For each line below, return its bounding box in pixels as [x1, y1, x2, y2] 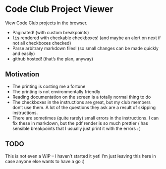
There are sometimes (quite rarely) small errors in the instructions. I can [12, 115, 159, 121]
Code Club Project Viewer [5, 3, 113, 15]
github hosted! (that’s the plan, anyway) [12, 56, 93, 61]
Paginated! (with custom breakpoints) [12, 29, 89, 35]
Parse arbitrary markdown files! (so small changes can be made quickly [12, 45, 159, 51]
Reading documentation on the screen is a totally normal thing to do [12, 94, 151, 100]
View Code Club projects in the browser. [5, 20, 88, 26]
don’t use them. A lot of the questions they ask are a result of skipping [12, 104, 156, 110]
